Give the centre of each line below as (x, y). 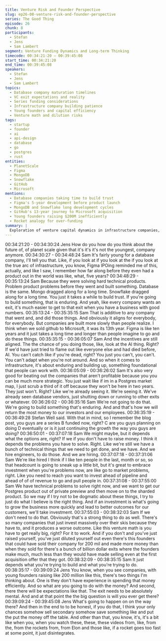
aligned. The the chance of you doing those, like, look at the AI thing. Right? (82, 344)
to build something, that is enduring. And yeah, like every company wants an (83, 302)
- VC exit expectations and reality (47, 97)
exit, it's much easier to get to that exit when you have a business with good (82, 307)
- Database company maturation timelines (53, 92)
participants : (20, 33)
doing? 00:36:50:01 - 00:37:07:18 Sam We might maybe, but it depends (78, 433)
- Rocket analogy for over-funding (46, 221)
